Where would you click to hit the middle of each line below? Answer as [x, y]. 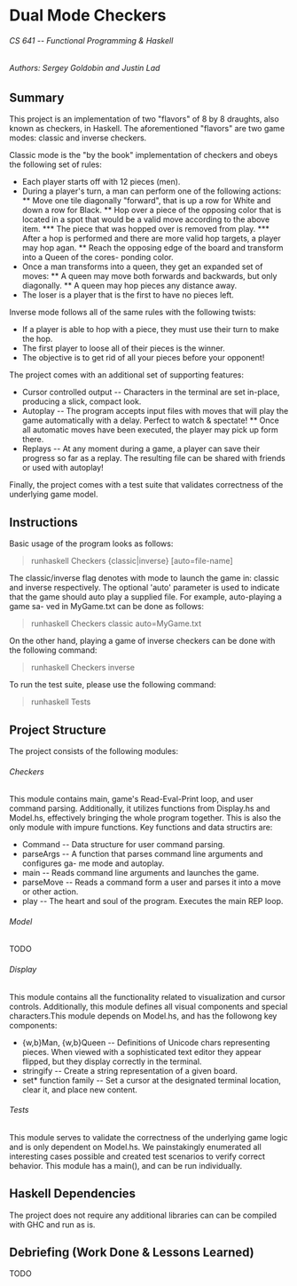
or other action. [50, 892]
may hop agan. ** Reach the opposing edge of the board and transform [152, 248]
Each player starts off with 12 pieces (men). [101, 182]
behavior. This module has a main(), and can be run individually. [125, 1165]
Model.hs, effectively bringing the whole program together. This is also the [145, 818]
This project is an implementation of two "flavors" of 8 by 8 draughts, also [144, 119]
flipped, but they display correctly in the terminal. [112, 1061]
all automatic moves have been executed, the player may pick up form [150, 430]
